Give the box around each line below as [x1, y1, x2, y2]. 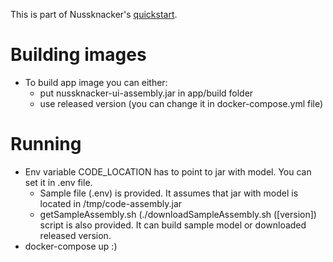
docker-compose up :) [24, 240, 118, 252]
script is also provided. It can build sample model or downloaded [39, 219, 307, 231]
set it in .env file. [24, 176, 93, 188]
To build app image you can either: [24, 76, 168, 88]
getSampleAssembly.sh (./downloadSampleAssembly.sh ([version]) [39, 208, 317, 220]
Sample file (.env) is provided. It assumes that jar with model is [39, 187, 299, 199]
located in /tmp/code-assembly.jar [39, 197, 183, 209]
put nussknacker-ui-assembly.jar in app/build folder [39, 87, 254, 99]
